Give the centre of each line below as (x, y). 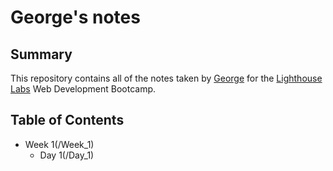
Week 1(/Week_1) (59, 144)
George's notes (75, 17)
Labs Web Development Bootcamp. (83, 89)
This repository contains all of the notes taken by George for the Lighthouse (166, 78)
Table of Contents (67, 120)
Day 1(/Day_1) (67, 155)
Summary (41, 54)
